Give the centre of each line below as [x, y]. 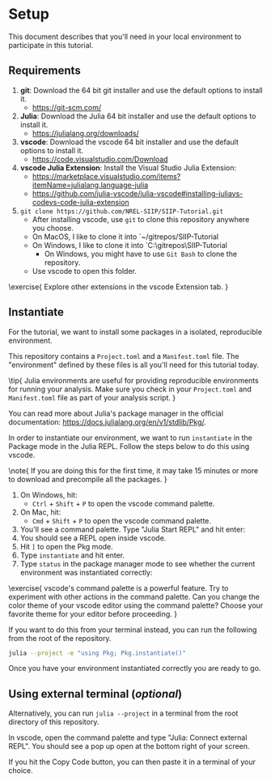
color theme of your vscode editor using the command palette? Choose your [136, 605]
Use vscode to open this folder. [85, 271]
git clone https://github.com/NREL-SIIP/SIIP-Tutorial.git [122, 212]
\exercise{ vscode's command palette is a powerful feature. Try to [119, 588]
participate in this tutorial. [51, 45]
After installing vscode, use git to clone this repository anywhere [141, 219]
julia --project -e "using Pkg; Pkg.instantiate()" [97, 653]
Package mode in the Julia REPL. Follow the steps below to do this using [129, 446]
